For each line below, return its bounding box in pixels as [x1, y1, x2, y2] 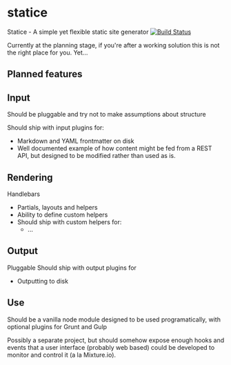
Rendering [7, 171, 53, 184]
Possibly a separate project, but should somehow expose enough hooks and [7, 336, 225, 344]
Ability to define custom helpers [17, 210, 108, 219]
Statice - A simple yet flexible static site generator [7, 28, 149, 36]
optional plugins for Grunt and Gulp [7, 322, 108, 331]
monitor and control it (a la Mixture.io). [7, 351, 116, 359]
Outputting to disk [17, 277, 69, 285]
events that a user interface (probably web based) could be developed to [7, 343, 215, 351]
